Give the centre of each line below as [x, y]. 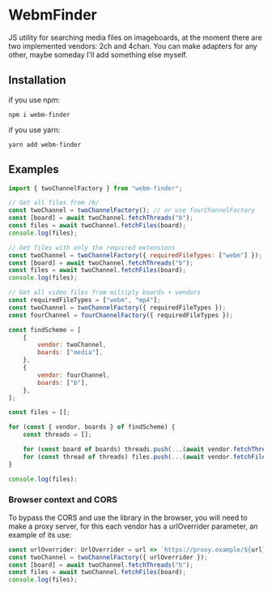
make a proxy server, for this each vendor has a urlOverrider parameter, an [133, 526]
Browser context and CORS [63, 499]
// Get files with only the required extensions [92, 248]
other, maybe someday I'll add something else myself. [98, 54]
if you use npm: [34, 100]
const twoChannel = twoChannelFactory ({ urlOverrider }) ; [108, 557]
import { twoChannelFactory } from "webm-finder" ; [96, 188]
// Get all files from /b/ [54, 203]
